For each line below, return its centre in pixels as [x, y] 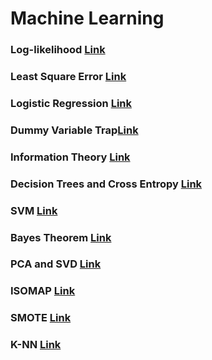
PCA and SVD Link [56, 264]
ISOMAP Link [43, 291]
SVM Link [34, 210]
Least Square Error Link [68, 77]
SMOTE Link [41, 318]
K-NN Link [36, 345]
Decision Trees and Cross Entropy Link [106, 184]
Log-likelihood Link [58, 50]
